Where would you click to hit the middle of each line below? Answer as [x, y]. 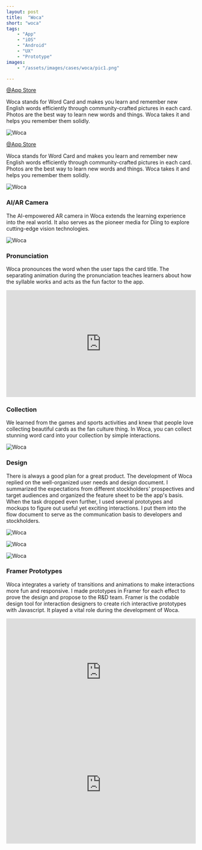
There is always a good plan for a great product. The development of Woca [99, 476]
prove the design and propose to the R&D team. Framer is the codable [93, 597]
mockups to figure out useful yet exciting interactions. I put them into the [96, 508]
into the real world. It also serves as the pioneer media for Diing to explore [98, 222]
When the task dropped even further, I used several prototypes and [90, 501]
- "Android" [32, 46]
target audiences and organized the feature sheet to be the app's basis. [95, 495]
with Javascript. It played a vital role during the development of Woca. [93, 610]
